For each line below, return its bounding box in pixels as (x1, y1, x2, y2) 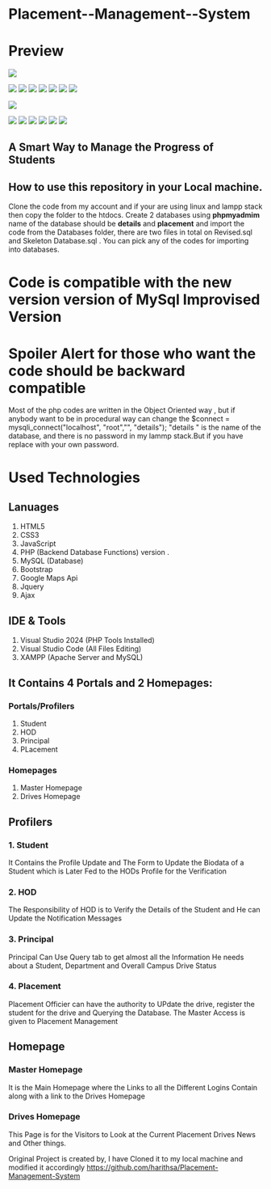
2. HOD (8, 886, 37, 898)
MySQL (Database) (19, 556, 84, 566)
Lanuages (8, 501, 59, 514)
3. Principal (8, 933, 54, 945)
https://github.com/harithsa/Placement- (86, 1162, 219, 1172)
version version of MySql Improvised (8, 290, 261, 308)
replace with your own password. (8, 440, 119, 450)
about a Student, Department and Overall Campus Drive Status (8, 960, 217, 971)
